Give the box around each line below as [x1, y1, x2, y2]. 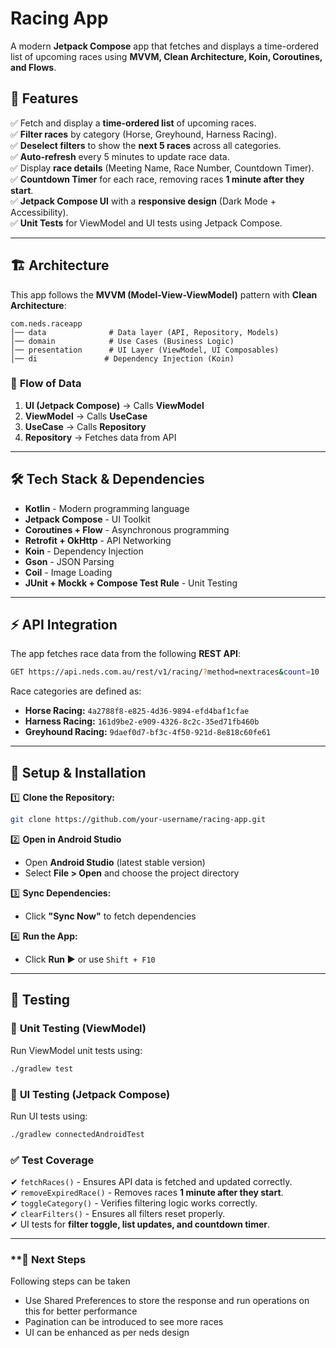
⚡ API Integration [10, 617, 118, 634]
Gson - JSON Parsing [24, 555, 115, 567]
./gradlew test [10, 1063, 74, 1074]
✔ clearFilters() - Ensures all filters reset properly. [10, 1208, 226, 1220]
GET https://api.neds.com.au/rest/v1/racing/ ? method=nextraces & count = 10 [10, 667, 320, 677]
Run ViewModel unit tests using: [10, 1044, 143, 1056]
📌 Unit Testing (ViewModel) [10, 1022, 147, 1036]
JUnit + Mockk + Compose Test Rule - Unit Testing [24, 577, 238, 589]
